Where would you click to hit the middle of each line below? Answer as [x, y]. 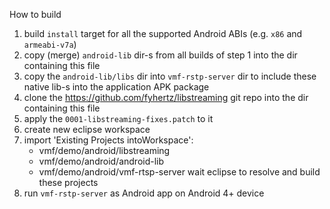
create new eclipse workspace [87, 129]
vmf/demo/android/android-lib [101, 161]
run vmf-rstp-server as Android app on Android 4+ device [144, 193]
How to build [35, 14]
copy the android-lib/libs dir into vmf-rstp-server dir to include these [170, 76]
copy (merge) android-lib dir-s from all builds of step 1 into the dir [160, 55]
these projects [68, 182]
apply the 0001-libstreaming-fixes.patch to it [118, 118]
